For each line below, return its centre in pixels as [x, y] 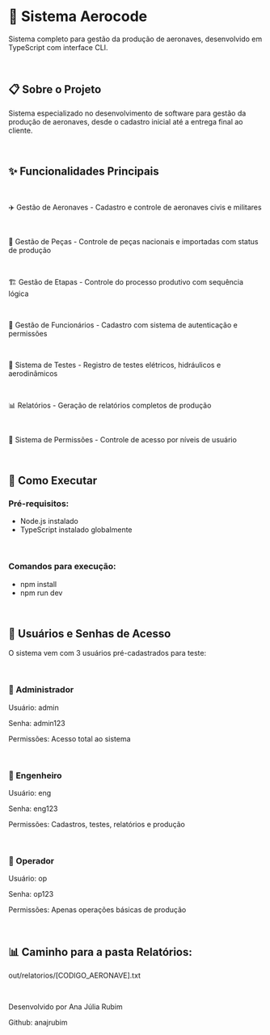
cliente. [21, 130]
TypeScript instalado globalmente [76, 530]
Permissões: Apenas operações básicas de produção [97, 910]
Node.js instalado [49, 522]
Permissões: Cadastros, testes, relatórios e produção [97, 824]
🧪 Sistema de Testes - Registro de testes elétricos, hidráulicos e [115, 365]
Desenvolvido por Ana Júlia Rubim [65, 1007]
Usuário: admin [34, 708]
